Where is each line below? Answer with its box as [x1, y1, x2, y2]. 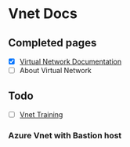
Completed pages [8, 36, 97, 50]
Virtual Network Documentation [19, 57, 122, 66]
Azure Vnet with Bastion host [8, 130, 122, 141]
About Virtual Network [19, 66, 92, 75]
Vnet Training [19, 109, 63, 119]
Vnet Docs [8, 5, 78, 23]
